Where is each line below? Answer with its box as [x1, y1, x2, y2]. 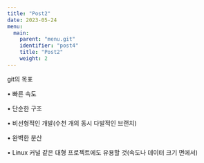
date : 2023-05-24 [7, 17, 57, 23]
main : [13, 29, 30, 37]
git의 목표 [7, 75, 33, 83]
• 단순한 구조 [7, 104, 43, 113]
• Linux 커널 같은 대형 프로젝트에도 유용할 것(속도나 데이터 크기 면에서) [7, 148, 198, 156]
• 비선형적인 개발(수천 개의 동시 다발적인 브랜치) [7, 119, 137, 127]
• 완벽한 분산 [7, 133, 43, 142]
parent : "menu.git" [19, 36, 76, 43]
